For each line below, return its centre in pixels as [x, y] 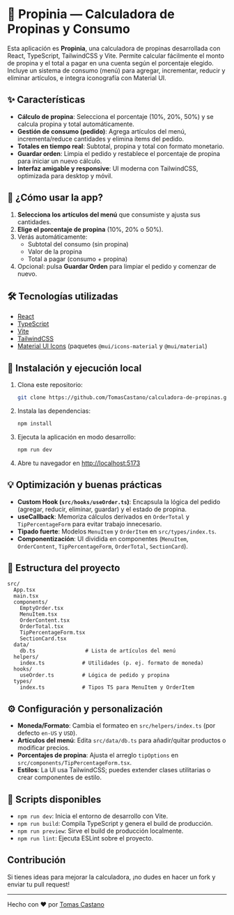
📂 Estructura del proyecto [64, 568]
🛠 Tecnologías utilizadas [63, 296]
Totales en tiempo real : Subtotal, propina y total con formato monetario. [121, 146]
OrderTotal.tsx [42, 627]
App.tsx [25, 590]
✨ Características [46, 100]
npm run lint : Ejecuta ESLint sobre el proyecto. [85, 838]
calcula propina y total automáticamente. [76, 124]
